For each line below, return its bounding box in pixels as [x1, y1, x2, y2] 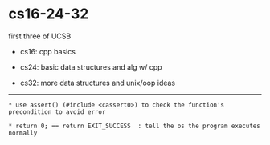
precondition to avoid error [8, 107, 106, 116]
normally [8, 129, 38, 137]
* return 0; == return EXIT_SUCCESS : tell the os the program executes [8, 122, 261, 130]
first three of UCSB [8, 31, 72, 41]
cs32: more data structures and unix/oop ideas [19, 78, 176, 87]
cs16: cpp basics [19, 46, 76, 56]
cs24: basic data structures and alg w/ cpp [19, 62, 162, 72]
